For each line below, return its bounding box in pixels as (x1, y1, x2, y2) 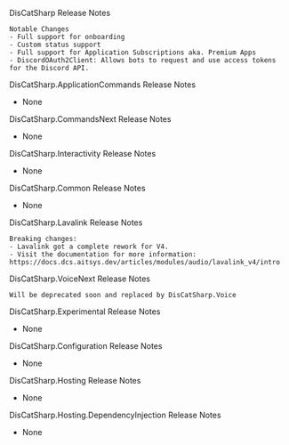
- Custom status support (9, 40, 101, 49)
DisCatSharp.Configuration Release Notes (9, 341, 163, 351)
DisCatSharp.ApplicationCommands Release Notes (9, 79, 197, 90)
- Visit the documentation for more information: (9, 250, 197, 259)
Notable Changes (9, 25, 69, 34)
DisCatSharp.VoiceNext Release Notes (9, 273, 151, 284)
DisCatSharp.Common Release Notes (9, 182, 146, 193)
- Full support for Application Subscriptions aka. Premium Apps (9, 48, 256, 57)
